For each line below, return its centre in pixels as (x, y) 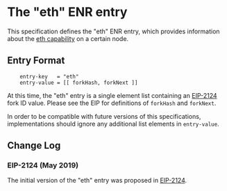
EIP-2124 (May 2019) (43, 165)
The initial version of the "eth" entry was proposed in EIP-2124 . (97, 181)
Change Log (34, 146)
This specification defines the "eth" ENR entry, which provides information (113, 31)
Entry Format (36, 61)
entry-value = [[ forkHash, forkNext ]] (79, 83)
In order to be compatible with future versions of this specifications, (104, 116)
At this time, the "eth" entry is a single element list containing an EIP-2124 (112, 95)
